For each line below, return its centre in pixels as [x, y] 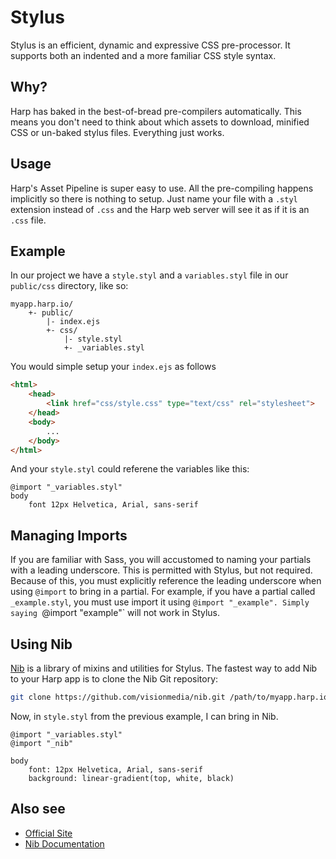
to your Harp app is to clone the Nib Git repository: [114, 679]
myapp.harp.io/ [42, 304]
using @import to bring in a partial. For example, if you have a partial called [163, 592]
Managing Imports [69, 535]
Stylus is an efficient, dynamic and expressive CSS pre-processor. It [150, 45]
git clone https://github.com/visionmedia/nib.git [118, 697]
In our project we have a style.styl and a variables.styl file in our [149, 275]
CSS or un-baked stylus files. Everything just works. [117, 132]
